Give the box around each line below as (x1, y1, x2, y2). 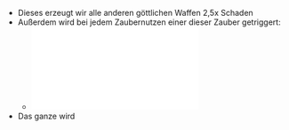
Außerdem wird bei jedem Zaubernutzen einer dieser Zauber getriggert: (17, 17, 282, 27)
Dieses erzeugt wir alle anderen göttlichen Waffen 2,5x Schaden (17, 8, 253, 18)
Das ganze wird (17, 111, 76, 121)
